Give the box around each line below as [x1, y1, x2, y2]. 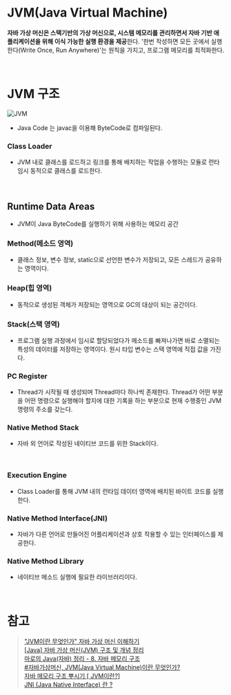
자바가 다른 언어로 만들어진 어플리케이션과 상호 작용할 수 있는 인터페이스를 [17, 530, 217, 539]
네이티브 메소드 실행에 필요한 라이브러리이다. [17, 573, 138, 582]
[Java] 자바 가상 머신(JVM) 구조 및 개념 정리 [23, 646, 144, 654]
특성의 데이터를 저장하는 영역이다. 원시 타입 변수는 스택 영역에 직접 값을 [17, 344, 209, 353]
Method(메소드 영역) [7, 239, 74, 248]
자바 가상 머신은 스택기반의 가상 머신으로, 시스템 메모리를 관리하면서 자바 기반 [7, 28, 212, 37]
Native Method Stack [7, 423, 79, 433]
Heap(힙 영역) [7, 284, 52, 293]
